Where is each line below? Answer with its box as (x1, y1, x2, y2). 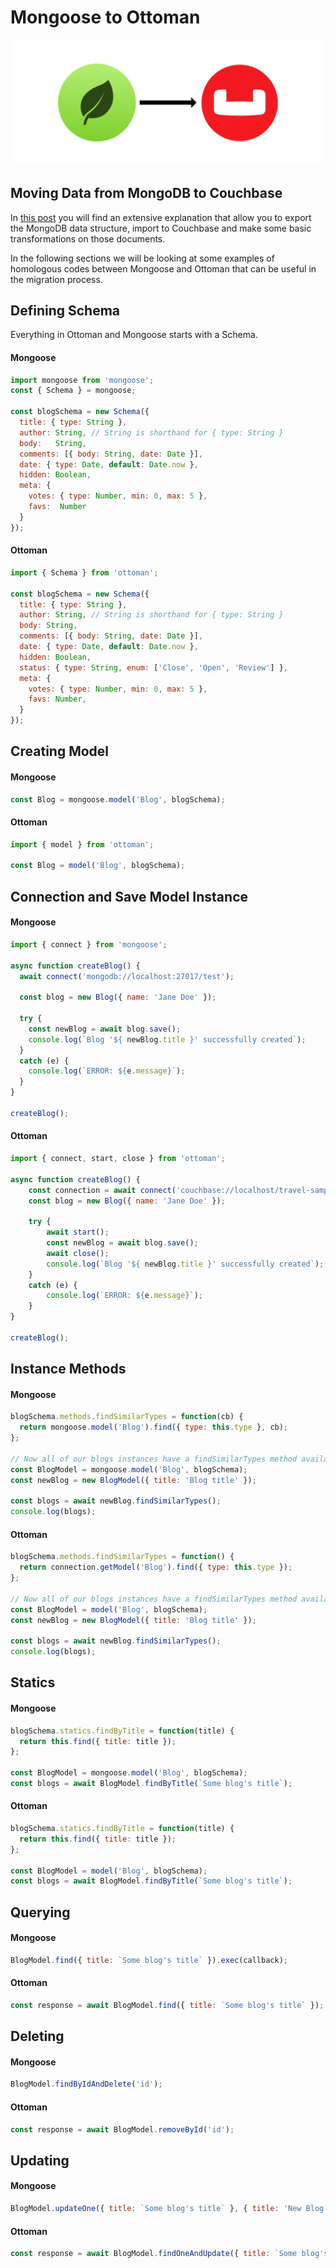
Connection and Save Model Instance (10, 888, 248, 905)
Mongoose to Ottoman (10, 6, 201, 29)
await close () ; (46, 1248, 110, 1258)
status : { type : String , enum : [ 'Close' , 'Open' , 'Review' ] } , (19, 662, 289, 673)
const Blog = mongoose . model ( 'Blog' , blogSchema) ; (10, 794, 226, 805)
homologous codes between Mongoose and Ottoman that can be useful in (10, 262, 317, 275)
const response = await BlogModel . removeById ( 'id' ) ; (10, 2124, 235, 2135)
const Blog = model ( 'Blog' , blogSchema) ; (10, 861, 186, 871)
